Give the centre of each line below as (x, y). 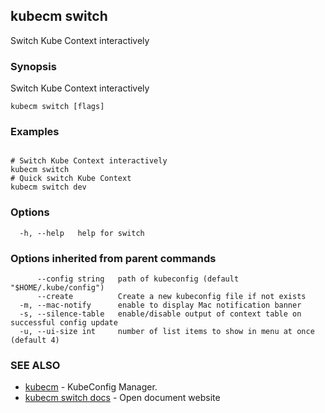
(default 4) (35, 340)
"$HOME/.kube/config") (57, 288)
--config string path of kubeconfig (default (138, 279)
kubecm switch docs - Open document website (122, 398)
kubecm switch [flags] (57, 107)
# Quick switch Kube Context (71, 179)
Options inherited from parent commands (113, 258)
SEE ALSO (35, 365)
